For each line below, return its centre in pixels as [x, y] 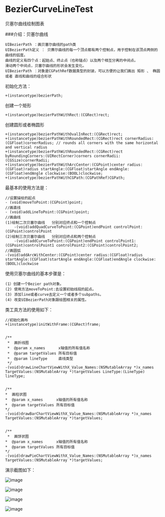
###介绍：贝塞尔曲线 [27, 34]
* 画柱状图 [16, 394]
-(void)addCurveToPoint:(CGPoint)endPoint [58, 241]
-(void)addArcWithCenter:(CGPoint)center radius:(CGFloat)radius [74, 255]
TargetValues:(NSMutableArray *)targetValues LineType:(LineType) [75, 372]
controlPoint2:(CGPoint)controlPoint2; [97, 245]
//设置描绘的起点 [20, 198]
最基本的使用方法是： [27, 187]
